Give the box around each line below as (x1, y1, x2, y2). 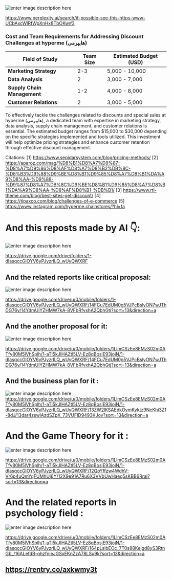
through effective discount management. (5, 145, 91, 151)
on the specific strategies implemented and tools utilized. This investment (5, 133, 161, 140)
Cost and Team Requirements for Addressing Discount (5, 33, 144, 40)
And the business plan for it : (5, 376, 99, 386)
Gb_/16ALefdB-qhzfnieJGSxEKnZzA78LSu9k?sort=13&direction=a (5, 550, 145, 556)
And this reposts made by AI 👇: (5, 222, 141, 234)
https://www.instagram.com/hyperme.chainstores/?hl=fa (5, 204, 125, 210)
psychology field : (5, 507, 83, 519)
